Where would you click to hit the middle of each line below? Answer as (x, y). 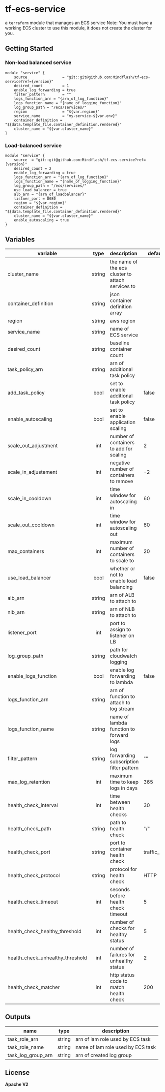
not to (117, 575)
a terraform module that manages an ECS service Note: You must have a (79, 23)
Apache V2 (17, 1084)
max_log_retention (29, 782)
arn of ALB (122, 595)
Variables (20, 240)
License (17, 1073)
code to (119, 981)
